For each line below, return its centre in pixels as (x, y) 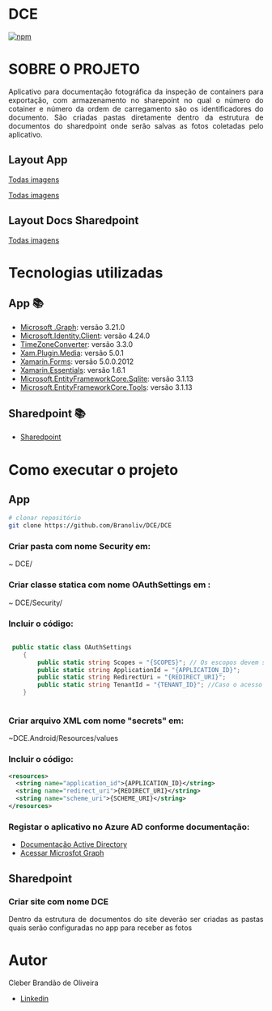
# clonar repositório (45, 518)
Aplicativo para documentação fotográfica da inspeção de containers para (136, 91)
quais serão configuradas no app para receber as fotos (100, 928)
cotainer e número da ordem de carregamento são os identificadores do (136, 108)
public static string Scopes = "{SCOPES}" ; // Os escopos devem (148, 662)
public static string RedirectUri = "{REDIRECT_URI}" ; (132, 677)
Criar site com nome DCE (59, 901)
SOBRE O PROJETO (74, 69)
